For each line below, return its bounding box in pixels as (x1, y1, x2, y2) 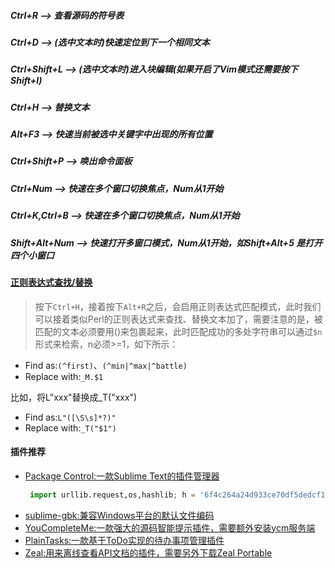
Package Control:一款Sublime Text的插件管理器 (24, 470, 220, 482)
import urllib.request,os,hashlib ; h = (29, 490, 196, 500)
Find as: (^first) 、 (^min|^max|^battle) (24, 359, 188, 371)
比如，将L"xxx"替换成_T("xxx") (10, 391, 138, 403)
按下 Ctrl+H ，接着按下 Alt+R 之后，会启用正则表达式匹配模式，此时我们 (34, 300, 322, 312)
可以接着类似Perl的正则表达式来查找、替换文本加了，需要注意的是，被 (34, 313, 323, 325)
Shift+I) (10, 75, 43, 87)
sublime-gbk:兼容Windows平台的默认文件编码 (24, 509, 215, 521)
